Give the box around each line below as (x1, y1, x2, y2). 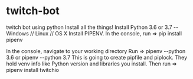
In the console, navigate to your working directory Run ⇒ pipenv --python (6, 47, 186, 54)
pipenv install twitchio (6, 66, 59, 73)
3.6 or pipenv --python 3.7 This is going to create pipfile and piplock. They (6, 54, 188, 61)
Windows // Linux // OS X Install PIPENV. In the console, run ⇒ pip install (6, 29, 182, 37)
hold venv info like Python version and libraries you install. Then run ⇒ (6, 60, 177, 67)
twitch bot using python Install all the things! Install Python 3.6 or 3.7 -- (6, 24, 179, 31)
